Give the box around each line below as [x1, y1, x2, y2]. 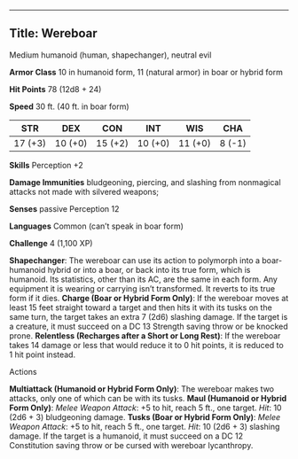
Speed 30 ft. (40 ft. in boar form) [9, 101, 130, 112]
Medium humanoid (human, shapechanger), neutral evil [9, 50, 212, 60]
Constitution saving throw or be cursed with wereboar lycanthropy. [9, 440, 254, 450]
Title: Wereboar [9, 26, 98, 41]
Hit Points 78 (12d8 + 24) [9, 83, 102, 94]
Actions [9, 366, 37, 377]
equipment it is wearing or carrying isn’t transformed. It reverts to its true [9, 283, 276, 293]
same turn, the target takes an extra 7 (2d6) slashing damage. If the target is [9, 311, 288, 322]
